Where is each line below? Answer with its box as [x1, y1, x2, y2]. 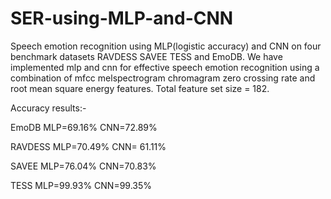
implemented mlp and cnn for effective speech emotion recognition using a [10, 61, 320, 73]
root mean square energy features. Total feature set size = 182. [10, 82, 270, 94]
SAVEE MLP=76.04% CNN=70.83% [10, 160, 157, 172]
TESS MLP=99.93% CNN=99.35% [10, 179, 153, 191]
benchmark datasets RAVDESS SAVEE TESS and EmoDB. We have [10, 50, 283, 62]
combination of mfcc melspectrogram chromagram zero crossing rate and [10, 72, 316, 84]
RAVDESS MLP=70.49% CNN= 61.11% [10, 140, 167, 152]
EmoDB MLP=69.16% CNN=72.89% [10, 121, 158, 133]
